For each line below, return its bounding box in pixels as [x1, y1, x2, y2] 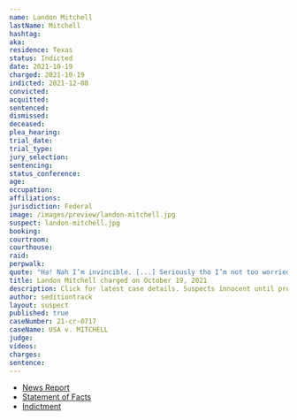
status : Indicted [9, 54, 73, 63]
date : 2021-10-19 [9, 63, 73, 72]
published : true [9, 309, 69, 318]
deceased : [9, 120, 46, 129]
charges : [9, 350, 42, 359]
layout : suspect [9, 301, 69, 309]
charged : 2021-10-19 [9, 71, 86, 80]
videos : [9, 341, 38, 350]
